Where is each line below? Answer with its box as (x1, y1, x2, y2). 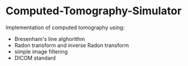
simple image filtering (14, 48, 68, 55)
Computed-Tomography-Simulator (5, 4, 182, 18)
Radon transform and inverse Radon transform (14, 42, 129, 49)
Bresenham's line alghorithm (14, 35, 85, 42)
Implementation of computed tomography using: (5, 24, 125, 31)
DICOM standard (14, 54, 56, 61)
